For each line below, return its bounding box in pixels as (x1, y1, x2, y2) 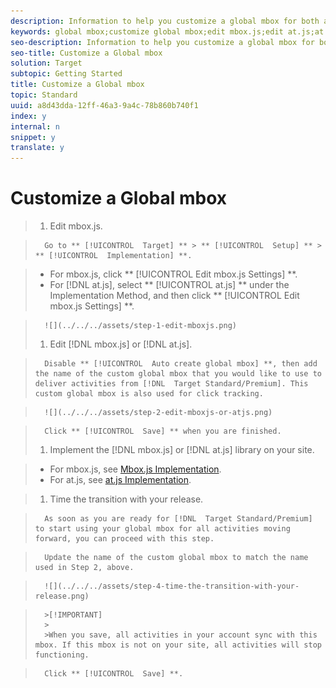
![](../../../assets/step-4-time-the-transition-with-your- (44, 581, 300, 592)
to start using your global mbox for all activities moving (34, 524, 291, 534)
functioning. (34, 650, 90, 660)
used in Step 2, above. (34, 563, 135, 573)
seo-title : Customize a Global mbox (10, 48, 163, 58)
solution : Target (10, 58, 83, 69)
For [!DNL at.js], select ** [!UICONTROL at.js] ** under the (49, 279, 290, 291)
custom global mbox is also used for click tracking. (34, 389, 264, 399)
